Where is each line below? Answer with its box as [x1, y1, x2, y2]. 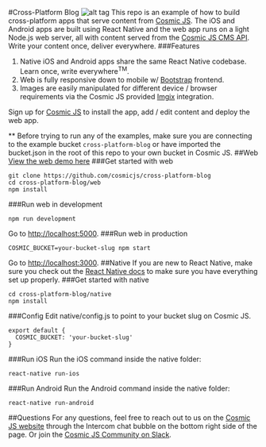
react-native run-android [8, 399, 94, 407]
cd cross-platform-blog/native [8, 290, 112, 298]
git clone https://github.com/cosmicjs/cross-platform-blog [8, 171, 212, 179]
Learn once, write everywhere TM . [19, 65, 129, 75]
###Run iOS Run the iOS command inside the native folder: [8, 354, 202, 364]
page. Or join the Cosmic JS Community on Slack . [8, 430, 172, 439]
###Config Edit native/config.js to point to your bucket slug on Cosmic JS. [8, 310, 252, 321]
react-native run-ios [8, 369, 80, 377]
